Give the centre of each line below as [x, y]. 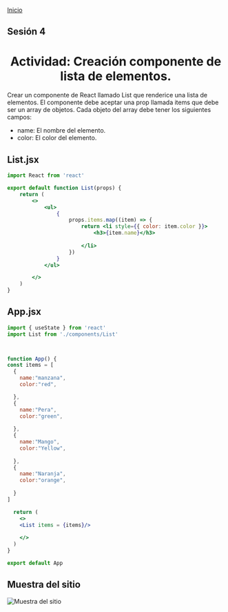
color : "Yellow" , [43, 448]
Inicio [15, 10]
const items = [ [30, 365]
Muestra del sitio [44, 585]
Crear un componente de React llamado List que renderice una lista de [107, 95]
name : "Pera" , [38, 410]
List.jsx [23, 159]
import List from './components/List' [63, 334]
